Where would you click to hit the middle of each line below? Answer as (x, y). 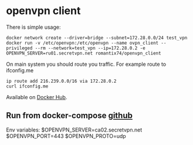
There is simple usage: (33, 27)
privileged (19, 48)
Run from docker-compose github (70, 116)
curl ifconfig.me (27, 86)
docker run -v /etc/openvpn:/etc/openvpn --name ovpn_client (82, 43)
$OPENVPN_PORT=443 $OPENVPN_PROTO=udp (66, 136)
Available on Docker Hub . (37, 97)
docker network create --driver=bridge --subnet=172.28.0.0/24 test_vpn (97, 38)
